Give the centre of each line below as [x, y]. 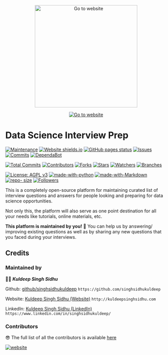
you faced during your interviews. [41, 237]
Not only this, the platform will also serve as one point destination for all [81, 211]
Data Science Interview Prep [67, 135]
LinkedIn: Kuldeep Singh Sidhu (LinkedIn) [49, 308]
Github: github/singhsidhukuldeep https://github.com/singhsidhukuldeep [83, 289]
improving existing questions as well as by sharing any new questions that [83, 231]
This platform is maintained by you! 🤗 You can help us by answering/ [79, 226]
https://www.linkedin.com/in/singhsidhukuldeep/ [58, 314]
